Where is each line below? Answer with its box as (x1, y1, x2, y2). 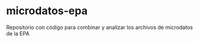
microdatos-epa (6, 4, 88, 18)
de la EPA (6, 30, 30, 37)
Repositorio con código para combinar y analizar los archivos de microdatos (6, 24, 193, 31)
